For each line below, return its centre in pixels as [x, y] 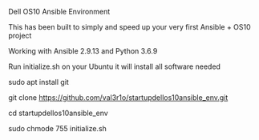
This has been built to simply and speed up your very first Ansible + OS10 [129, 27]
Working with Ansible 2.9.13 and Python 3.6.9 [83, 51]
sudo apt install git [39, 82]
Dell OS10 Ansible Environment [59, 12]
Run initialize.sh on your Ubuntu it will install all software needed [114, 66]
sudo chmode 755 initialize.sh [57, 128]
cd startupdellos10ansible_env [58, 113]
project [20, 36]
